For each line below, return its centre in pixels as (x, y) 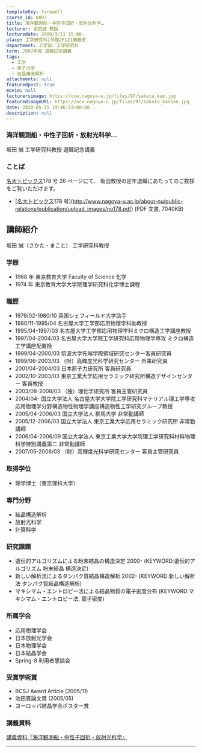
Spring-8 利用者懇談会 (43, 660)
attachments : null (29, 79)
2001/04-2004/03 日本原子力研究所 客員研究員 (73, 368)
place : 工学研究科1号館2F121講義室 (46, 40)
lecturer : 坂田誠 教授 (32, 29)
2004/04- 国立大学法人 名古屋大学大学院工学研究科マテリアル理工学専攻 (105, 399)
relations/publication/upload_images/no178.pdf (73, 208)
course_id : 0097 (26, 18)
